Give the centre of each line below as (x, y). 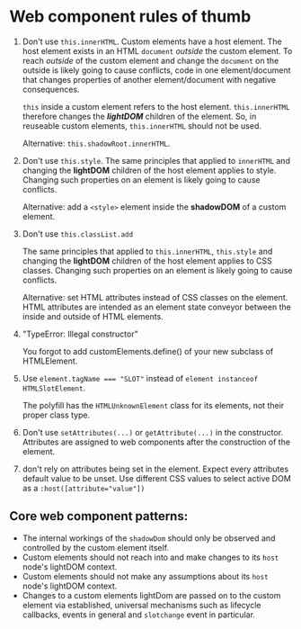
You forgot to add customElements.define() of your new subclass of (148, 351)
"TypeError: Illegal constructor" (80, 334)
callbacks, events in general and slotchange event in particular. (139, 615)
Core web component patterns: (99, 516)
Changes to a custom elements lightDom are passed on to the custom (151, 595)
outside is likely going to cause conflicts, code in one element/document (156, 70)
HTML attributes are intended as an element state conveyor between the (157, 307)
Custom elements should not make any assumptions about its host (145, 576)
